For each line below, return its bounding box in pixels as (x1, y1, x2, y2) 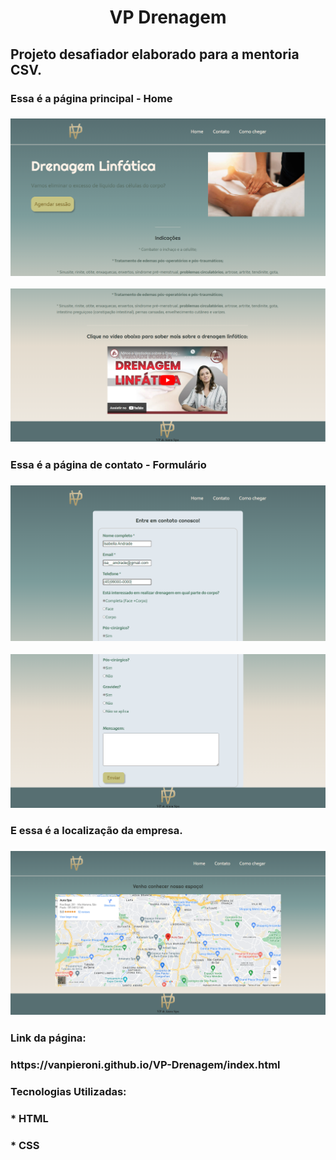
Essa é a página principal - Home (10, 91, 173, 105)
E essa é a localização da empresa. (10, 824, 183, 838)
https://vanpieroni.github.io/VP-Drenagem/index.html (10, 1058, 281, 1072)
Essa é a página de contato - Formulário (10, 458, 207, 472)
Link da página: (10, 1031, 87, 1045)
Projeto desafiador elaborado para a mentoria (10, 46, 300, 63)
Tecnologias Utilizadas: (10, 1084, 127, 1098)
